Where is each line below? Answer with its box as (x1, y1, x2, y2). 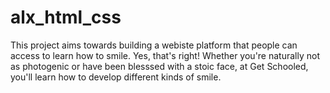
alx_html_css (10, 6, 122, 29)
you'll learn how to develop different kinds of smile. (10, 71, 222, 83)
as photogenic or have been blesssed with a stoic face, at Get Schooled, (10, 60, 309, 72)
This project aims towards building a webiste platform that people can (10, 39, 298, 51)
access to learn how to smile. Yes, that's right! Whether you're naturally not (10, 49, 320, 61)
